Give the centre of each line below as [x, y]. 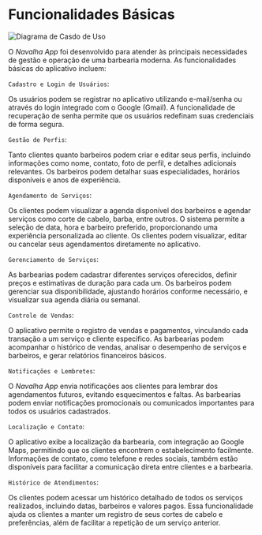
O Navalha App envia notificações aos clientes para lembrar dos [113, 386]
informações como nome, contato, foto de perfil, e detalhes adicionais [122, 163]
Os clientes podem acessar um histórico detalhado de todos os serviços [125, 497]
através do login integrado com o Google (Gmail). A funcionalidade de [122, 107]
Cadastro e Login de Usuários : [59, 84]
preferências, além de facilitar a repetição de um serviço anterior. [114, 522]
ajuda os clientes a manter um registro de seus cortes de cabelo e [116, 514]
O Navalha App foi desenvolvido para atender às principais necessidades [128, 51]
